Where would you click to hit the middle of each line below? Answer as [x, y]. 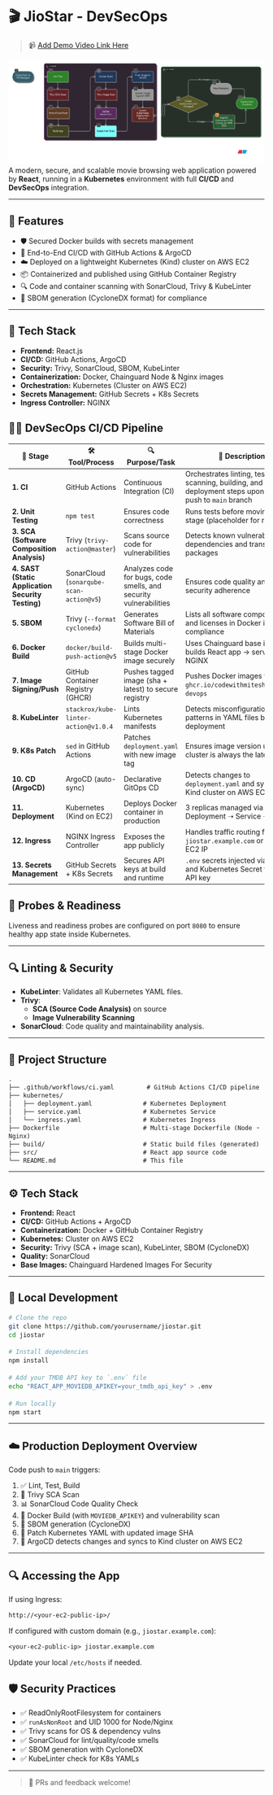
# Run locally [32, 1404]
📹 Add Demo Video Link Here [78, 45]
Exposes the [144, 836]
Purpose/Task [152, 462]
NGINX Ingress [90, 836]
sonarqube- [87, 582]
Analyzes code [148, 569]
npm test [80, 517]
